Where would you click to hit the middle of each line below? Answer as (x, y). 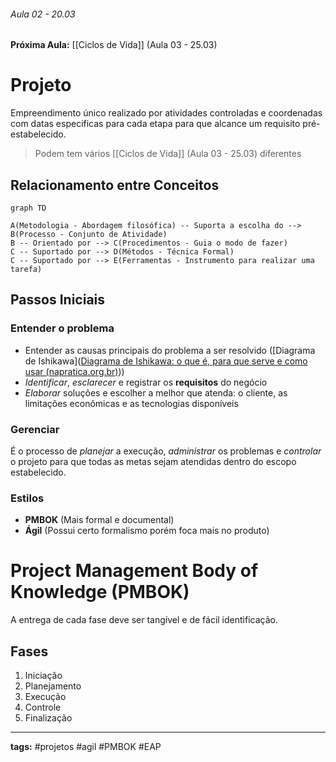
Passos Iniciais (58, 300)
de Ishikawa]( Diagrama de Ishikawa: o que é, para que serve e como (166, 361)
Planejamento (53, 686)
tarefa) (26, 269)
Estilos (27, 498)
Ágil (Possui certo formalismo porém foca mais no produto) (147, 531)
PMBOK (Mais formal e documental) (99, 520)
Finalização (48, 717)
